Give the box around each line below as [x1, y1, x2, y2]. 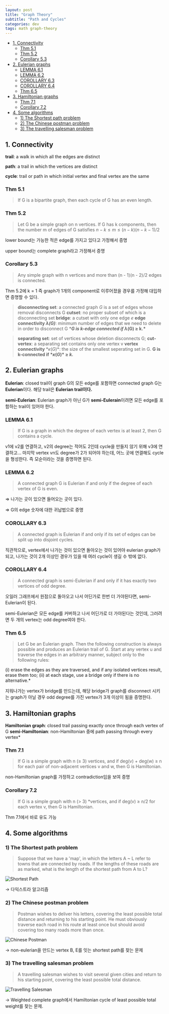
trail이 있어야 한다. [18, 403, 55, 409]
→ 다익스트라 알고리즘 [5, 886, 49, 893]
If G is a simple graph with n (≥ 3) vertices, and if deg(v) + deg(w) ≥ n [17, 758, 162, 764]
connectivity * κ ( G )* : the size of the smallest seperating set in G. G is [17, 346, 161, 352]
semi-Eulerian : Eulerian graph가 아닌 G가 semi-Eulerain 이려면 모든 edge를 [5, 397, 158, 403]
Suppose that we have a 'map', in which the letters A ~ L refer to [17, 855, 151, 862]
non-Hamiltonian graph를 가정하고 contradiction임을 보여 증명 [5, 774, 130, 780]
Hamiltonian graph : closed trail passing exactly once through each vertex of [5, 722, 164, 728]
